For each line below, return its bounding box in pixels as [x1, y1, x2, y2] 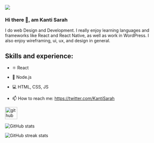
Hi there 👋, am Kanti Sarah [5, 16, 68, 23]
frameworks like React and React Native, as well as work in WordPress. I [5, 33, 149, 38]
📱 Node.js [12, 74, 32, 80]
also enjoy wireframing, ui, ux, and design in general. [5, 38, 110, 44]
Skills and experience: [5, 52, 74, 60]
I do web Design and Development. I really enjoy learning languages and [5, 27, 150, 34]
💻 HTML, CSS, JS [12, 84, 49, 90]
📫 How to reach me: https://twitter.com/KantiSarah [12, 95, 115, 102]
